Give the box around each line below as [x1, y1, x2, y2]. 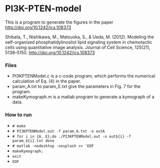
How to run [5, 112, 32, 118]
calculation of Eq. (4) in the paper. [12, 78, 81, 84]
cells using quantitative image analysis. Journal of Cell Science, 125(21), [5, 44, 151, 50]
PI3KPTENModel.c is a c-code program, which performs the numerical [12, 73, 156, 79]
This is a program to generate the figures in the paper [5, 19, 114, 25]
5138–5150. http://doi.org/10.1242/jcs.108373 [5, 50, 95, 56]
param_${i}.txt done [12, 138, 54, 143]
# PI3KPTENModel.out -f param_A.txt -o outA [12, 129, 105, 134]
